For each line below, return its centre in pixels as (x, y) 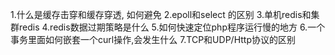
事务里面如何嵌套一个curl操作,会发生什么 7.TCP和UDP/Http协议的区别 (153, 39)
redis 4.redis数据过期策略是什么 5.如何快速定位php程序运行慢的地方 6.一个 (172, 27)
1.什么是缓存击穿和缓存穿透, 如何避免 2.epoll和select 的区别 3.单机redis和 (161, 14)
